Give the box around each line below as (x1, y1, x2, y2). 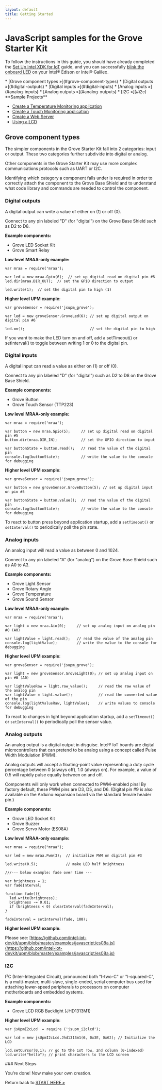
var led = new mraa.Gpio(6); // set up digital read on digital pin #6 (5, 274, 155, 279)
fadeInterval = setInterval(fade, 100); (5, 917, 88, 922)
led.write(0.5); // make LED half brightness (5, 862, 125, 867)
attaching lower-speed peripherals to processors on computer (5, 984, 130, 989)
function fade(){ (5, 891, 40, 896)
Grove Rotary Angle (12, 586, 52, 592)
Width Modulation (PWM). (5, 752, 57, 758)
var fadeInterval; (5, 883, 42, 888)
